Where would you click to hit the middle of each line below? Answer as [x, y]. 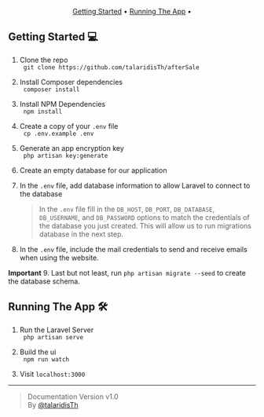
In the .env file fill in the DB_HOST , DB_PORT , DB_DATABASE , [127, 209]
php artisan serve [53, 337]
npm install [43, 112]
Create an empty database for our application [93, 170]
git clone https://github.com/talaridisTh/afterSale [111, 67]
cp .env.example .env [59, 134]
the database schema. [44, 281]
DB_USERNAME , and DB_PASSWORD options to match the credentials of [144, 217]
